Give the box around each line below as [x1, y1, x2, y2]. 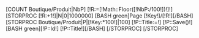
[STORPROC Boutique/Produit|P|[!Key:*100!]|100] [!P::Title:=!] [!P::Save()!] [6, 19, 193, 25]
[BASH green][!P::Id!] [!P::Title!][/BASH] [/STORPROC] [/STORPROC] [6, 25, 179, 32]
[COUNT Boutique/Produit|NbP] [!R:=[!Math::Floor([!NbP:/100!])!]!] [6, 6, 173, 13]
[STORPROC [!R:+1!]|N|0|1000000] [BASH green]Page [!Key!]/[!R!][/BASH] [6, 12, 193, 19]
